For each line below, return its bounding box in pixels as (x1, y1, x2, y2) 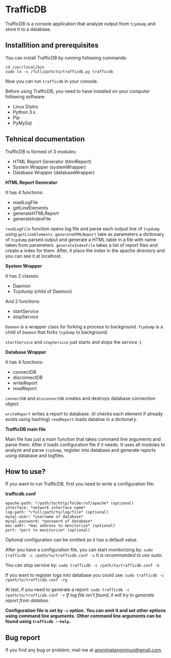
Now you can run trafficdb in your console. (5, 78, 98, 84)
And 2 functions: (5, 298, 40, 304)
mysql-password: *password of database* (5, 519, 93, 524)
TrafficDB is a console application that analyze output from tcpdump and (5, 21, 156, 27)
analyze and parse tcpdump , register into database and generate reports (5, 447, 156, 453)
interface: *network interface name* (5, 505, 86, 510)
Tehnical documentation (5, 135, 85, 143)
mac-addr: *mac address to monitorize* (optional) (5, 523, 116, 528)
